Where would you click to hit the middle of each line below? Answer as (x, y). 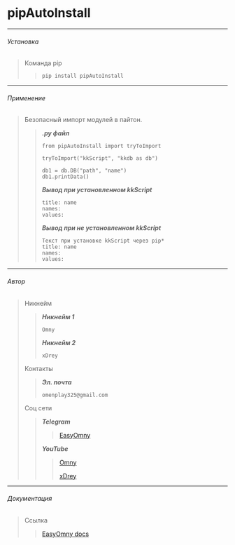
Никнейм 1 (58, 316)
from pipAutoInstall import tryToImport (101, 146)
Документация (30, 499)
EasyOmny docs (65, 534)
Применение (27, 98)
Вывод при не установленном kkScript (101, 228)
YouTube (55, 449)
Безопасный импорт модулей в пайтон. (83, 120)
